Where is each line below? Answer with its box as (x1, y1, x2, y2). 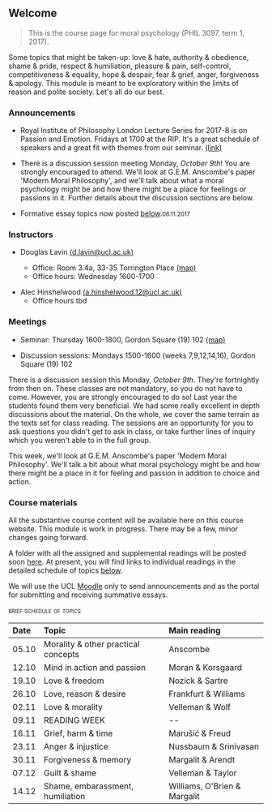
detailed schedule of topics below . (8, 565, 123, 575)
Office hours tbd (32, 296, 87, 306)
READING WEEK (43, 715, 105, 725)
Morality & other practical (43, 638, 140, 650)
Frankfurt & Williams (168, 689, 245, 699)
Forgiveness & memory (43, 754, 132, 765)
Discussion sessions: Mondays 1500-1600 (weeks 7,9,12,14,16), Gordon (19, 350, 256, 360)
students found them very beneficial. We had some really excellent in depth (8, 401, 261, 410)
